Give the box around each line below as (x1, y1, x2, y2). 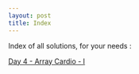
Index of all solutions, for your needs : (8, 41, 132, 50)
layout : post (8, 11, 52, 20)
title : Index (8, 19, 52, 27)
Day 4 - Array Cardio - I (8, 56, 86, 66)
